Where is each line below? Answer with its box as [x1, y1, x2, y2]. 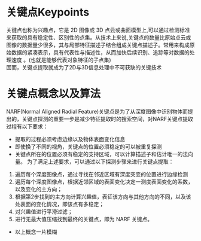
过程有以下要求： [6, 123, 48, 130]
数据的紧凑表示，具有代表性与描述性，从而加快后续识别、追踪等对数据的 [11, 48, 190, 56]
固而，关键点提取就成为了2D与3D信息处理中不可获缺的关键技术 [6, 63, 162, 71]
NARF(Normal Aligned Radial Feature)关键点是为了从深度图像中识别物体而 [6, 108, 188, 115]
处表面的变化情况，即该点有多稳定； [14, 200, 105, 208]
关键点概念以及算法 [6, 87, 101, 100]
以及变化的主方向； [14, 185, 63, 193]
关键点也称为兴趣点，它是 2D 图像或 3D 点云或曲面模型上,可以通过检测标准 [6, 26, 190, 33]
